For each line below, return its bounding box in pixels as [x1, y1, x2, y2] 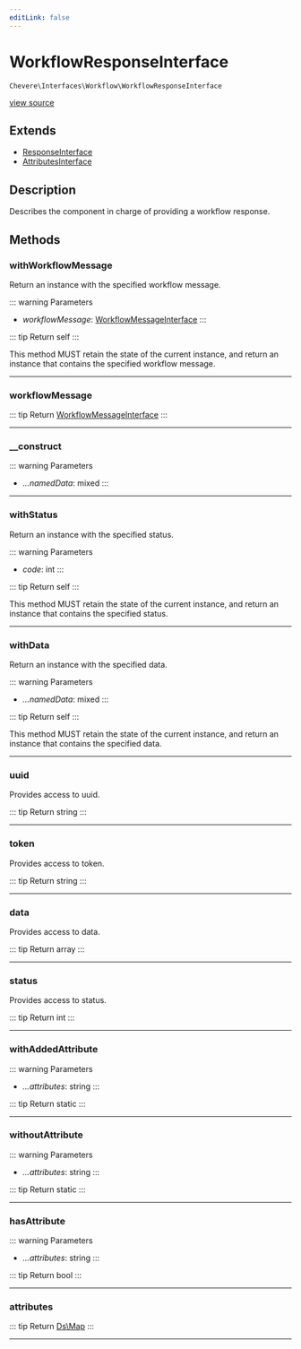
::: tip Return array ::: [9, 943, 85, 955]
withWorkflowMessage [9, 259, 113, 272]
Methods [9, 232, 61, 247]
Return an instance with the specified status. [9, 529, 175, 540]
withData [9, 638, 50, 651]
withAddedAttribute [9, 1043, 99, 1056]
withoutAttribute [9, 1128, 83, 1141]
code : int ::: [21, 564, 64, 575]
